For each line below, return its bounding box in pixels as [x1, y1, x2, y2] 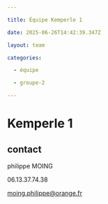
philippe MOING [7, 162, 54, 170]
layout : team [7, 41, 45, 49]
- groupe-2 [13, 80, 45, 87]
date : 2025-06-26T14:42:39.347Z [7, 29, 101, 36]
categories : [7, 54, 42, 61]
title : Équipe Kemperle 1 [7, 16, 82, 23]
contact [7, 143, 42, 155]
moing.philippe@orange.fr [7, 189, 82, 197]
